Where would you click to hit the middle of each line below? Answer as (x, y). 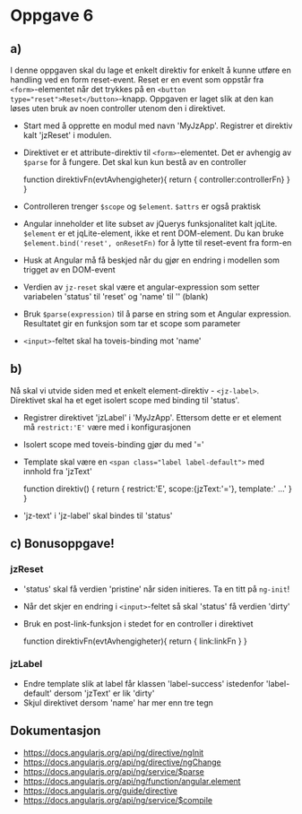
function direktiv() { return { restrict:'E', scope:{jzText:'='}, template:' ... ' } (157, 489)
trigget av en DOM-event (69, 269)
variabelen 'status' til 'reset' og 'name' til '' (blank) (116, 296)
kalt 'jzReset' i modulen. (67, 135)
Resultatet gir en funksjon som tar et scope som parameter (132, 323)
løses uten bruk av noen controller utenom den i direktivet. (118, 108)
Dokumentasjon (56, 731)
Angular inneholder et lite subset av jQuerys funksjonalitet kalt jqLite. (150, 224)
